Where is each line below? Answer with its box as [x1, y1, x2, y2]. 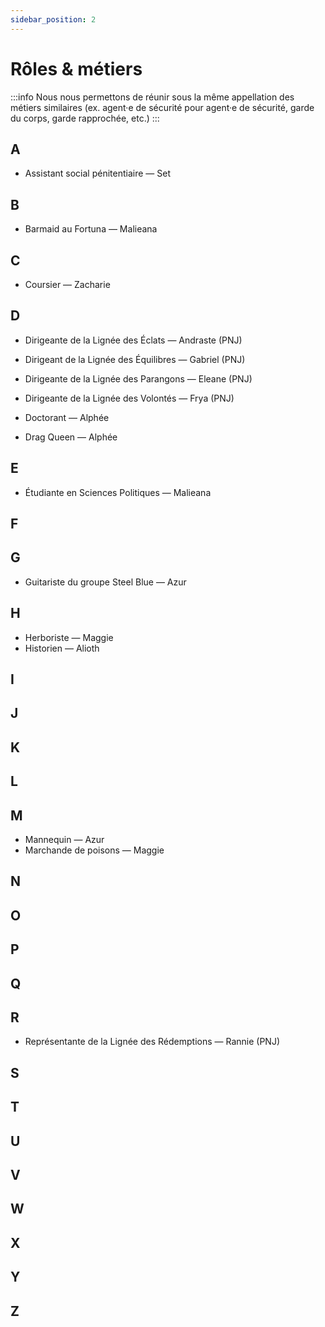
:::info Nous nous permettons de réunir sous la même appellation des [10, 91, 295, 103]
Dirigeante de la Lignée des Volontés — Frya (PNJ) [24, 392, 235, 404]
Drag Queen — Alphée [24, 431, 118, 443]
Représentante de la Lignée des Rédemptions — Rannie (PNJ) [24, 1036, 280, 1048]
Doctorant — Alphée [24, 411, 110, 423]
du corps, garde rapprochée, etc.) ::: [10, 112, 160, 124]
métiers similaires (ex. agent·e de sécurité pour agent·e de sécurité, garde [10, 101, 315, 113]
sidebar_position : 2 [10, 14, 97, 25]
